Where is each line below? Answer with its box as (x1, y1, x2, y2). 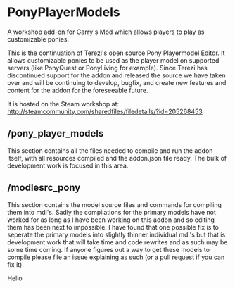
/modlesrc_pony (7, 182, 81, 194)
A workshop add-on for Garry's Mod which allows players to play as (7, 27, 205, 36)
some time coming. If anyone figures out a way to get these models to (7, 245, 210, 253)
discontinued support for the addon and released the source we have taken (7, 71, 227, 80)
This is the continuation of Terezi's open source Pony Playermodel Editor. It (7, 49, 225, 57)
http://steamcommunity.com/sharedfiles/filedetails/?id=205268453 (7, 107, 203, 115)
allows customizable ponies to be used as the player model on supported (7, 56, 220, 64)
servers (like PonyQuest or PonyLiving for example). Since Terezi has (7, 63, 208, 72)
